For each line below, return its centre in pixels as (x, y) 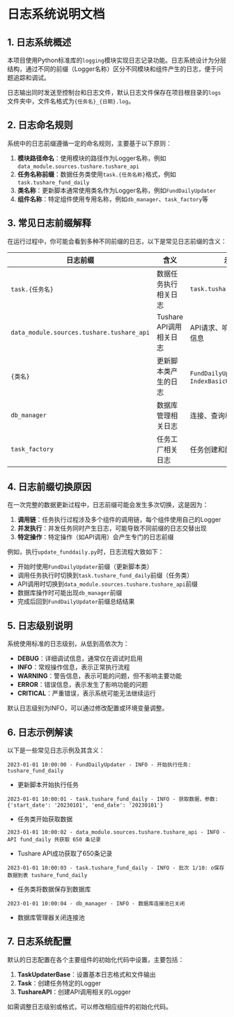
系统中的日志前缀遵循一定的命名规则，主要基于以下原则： (89, 143)
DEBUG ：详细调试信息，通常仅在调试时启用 (80, 658)
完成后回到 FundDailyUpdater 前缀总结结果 (76, 601)
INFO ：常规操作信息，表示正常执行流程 (73, 667)
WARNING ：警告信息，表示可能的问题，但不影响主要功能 (100, 676)
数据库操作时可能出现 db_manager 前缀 (70, 593)
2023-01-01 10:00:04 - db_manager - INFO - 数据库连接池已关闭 (96, 904)
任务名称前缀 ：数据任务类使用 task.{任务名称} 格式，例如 (96, 174)
